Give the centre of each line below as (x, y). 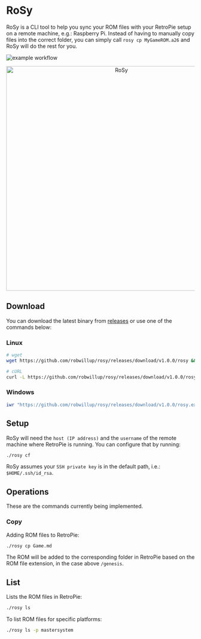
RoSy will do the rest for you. (42, 46)
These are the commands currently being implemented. (75, 506)
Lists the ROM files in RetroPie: (44, 597)
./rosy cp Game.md (29, 546)
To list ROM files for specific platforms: (54, 619)
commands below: (29, 327)
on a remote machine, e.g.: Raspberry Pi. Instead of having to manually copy (100, 33)
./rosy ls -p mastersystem (40, 630)
